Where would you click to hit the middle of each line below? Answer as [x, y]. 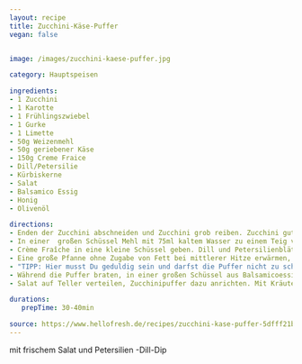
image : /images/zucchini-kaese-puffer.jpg [90, 59]
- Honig [24, 200]
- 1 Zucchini [34, 100]
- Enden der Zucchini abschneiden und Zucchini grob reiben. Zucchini [144, 233]
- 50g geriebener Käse [52, 150]
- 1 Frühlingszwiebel [50, 116]
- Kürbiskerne [36, 175]
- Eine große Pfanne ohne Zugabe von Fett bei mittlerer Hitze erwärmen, [151, 258]
